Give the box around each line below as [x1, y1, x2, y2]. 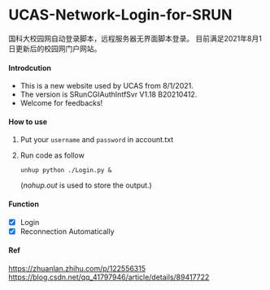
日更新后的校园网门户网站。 [8, 43, 102, 54]
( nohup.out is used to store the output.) [20, 180, 152, 190]
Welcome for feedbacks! [20, 98, 103, 108]
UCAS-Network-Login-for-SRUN [8, 6, 233, 24]
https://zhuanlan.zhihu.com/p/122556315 [8, 263, 146, 273]
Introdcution [8, 63, 51, 72]
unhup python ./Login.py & [20, 167, 112, 175]
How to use [8, 116, 47, 127]
